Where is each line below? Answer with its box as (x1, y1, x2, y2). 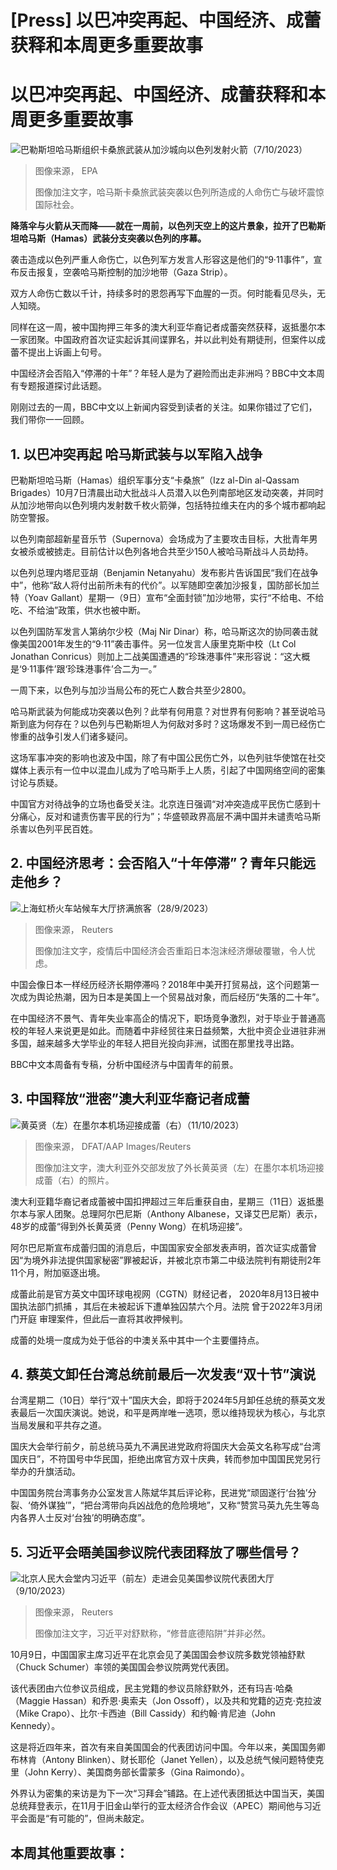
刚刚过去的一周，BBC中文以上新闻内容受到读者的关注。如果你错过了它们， (10, 401, 318, 413)
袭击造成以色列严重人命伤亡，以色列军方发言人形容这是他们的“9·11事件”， (10, 254, 314, 266)
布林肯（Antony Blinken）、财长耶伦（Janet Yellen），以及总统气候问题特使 (10, 1754, 316, 1766)
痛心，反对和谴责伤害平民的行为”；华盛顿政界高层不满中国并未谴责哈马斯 (18, 810, 322, 822)
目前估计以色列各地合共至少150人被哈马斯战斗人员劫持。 (79, 545, 314, 557)
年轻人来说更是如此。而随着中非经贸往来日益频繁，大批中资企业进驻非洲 (27, 1024, 326, 1036)
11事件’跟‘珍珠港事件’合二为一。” (29, 662, 157, 675)
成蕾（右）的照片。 (34, 1174, 115, 1186)
